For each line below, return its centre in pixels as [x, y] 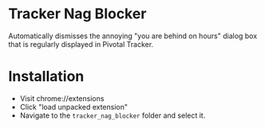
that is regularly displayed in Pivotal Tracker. [81, 44]
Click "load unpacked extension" [74, 107]
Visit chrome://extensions [62, 98]
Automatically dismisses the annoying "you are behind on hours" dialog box [133, 36]
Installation [46, 77]
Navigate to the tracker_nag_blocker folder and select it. [113, 115]
